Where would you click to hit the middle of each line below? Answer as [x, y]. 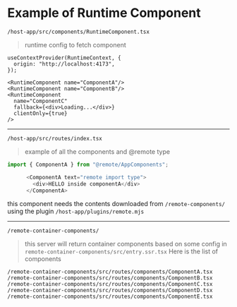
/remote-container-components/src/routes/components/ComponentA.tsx [110, 272]
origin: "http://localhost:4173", [64, 64]
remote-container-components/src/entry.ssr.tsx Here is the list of [121, 251]
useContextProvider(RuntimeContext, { [64, 58]
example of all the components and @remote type [97, 151]
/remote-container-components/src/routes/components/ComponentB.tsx [110, 278]
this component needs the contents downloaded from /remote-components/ [116, 204]
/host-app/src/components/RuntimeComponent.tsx [79, 32]
